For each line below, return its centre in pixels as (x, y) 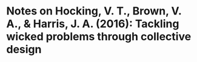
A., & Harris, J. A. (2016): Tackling (93, 24)
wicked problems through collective (99, 37)
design (24, 50)
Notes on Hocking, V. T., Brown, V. (94, 11)
